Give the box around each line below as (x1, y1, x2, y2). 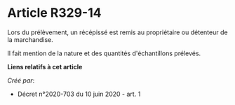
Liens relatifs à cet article (7, 62, 83, 71)
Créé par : (7, 76, 35, 85)
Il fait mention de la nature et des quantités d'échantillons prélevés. (7, 49, 201, 57)
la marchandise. (7, 35, 54, 43)
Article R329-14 (7, 5, 102, 21)
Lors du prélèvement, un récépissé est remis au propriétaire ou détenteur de (7, 28, 228, 36)
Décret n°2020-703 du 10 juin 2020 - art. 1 (17, 90, 141, 98)
